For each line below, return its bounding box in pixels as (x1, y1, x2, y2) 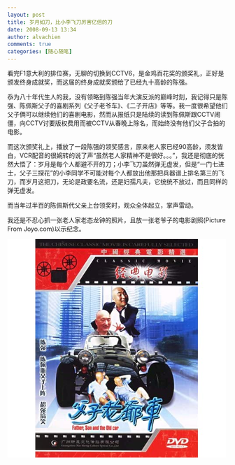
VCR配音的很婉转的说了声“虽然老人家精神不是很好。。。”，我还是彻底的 (19, 151, 218, 159)
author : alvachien (7, 34, 61, 41)
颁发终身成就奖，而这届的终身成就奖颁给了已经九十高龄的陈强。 (7, 78, 191, 86)
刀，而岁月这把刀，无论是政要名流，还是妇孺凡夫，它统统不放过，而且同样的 (7, 178, 228, 185)
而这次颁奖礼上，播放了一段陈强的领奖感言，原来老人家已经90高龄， (7, 143, 205, 150)
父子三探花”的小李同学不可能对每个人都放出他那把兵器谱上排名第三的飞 (19, 169, 225, 177)
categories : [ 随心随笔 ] (7, 48, 72, 55)
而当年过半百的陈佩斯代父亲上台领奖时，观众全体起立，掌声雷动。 (7, 201, 197, 209)
